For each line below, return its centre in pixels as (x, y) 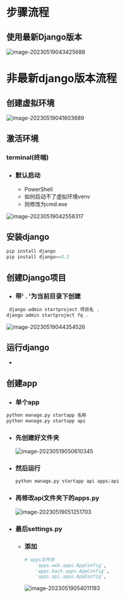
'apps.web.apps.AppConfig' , (71, 565)
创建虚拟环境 (30, 103)
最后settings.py (39, 528)
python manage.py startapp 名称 (46, 416)
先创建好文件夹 (37, 438)
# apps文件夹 (39, 560)
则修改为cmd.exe (46, 204)
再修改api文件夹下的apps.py (57, 498)
